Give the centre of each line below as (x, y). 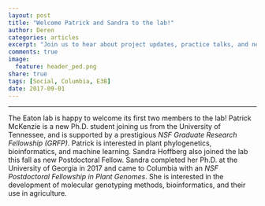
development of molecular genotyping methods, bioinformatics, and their (127, 185)
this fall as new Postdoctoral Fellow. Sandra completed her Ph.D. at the (123, 160)
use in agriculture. (37, 193)
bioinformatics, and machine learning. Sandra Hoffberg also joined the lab (128, 152)
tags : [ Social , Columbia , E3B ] (60, 81)
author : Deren (32, 30)
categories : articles (44, 37)
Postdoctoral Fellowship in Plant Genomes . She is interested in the (116, 177)
